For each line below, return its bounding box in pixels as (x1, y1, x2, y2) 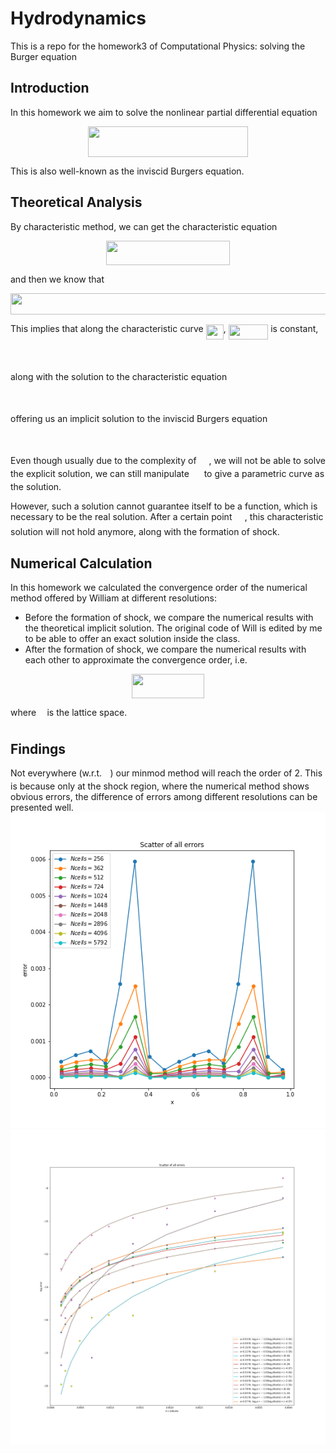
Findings (10, 740, 67, 757)
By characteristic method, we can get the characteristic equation (10, 220, 278, 232)
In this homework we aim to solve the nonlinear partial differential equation (10, 106, 318, 118)
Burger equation (10, 50, 77, 62)
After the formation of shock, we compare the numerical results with (24, 643, 307, 656)
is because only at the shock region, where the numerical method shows (10, 780, 310, 792)
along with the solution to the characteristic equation (10, 370, 228, 382)
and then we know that (10, 273, 105, 286)
